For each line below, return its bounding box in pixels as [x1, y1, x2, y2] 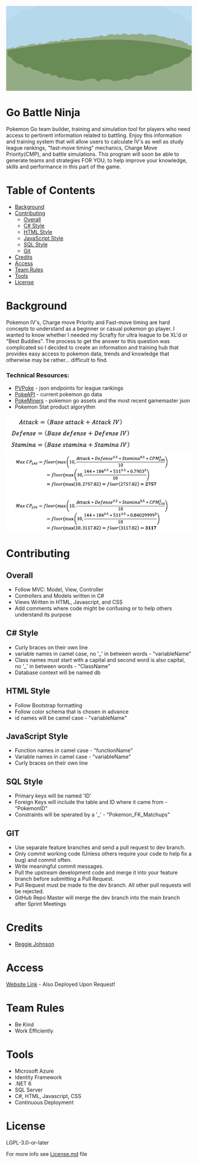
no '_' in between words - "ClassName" [14, 662, 111, 669]
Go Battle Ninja [6, 106, 81, 119]
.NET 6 [14, 1080, 32, 1087]
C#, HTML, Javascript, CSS [14, 1092, 81, 1099]
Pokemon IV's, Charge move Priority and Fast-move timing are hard [6, 319, 170, 326]
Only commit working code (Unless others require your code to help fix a [14, 850, 192, 857]
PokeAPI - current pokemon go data [14, 390, 102, 398]
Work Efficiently [14, 1027, 54, 1034]
